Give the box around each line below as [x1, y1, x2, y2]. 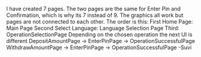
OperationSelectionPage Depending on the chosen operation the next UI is [6, 31, 193, 38]
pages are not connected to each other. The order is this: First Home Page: [6, 18, 193, 25]
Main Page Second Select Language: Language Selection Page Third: [6, 24, 180, 32]
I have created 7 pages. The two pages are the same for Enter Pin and [6, 5, 181, 12]
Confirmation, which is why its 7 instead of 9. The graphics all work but [6, 12, 183, 19]
